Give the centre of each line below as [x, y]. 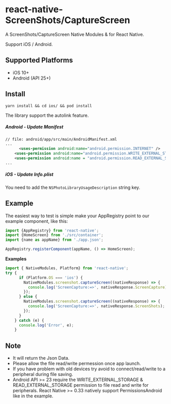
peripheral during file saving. [43, 374]
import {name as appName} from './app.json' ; [54, 240]
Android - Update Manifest [34, 127]
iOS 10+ [21, 72]
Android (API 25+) [32, 78]
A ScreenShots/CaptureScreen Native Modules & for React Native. [75, 34]
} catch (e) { [29, 320]
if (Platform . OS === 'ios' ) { [51, 277]
